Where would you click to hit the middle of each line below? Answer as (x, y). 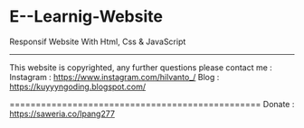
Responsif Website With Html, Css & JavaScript (98, 41)
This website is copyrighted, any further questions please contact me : (141, 67)
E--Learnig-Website (86, 17)
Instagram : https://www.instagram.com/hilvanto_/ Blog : (114, 77)
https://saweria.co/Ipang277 (62, 114)
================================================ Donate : (152, 104)
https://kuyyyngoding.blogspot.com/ (78, 87)
